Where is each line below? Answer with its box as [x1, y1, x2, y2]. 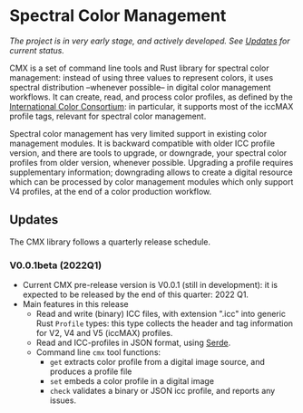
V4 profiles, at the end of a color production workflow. [9, 186, 212, 197]
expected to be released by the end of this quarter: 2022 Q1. [22, 289, 249, 300]
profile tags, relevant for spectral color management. [9, 110, 207, 121]
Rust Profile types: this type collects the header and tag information [35, 318, 293, 329]
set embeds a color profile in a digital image [49, 376, 215, 387]
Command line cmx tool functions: [35, 347, 161, 358]
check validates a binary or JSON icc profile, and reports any [49, 386, 276, 397]
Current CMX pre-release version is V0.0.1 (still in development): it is [22, 280, 279, 291]
